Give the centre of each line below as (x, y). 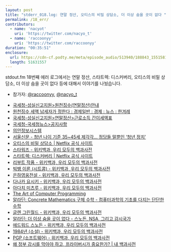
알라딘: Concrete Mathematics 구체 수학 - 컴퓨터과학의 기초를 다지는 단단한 (88, 200)
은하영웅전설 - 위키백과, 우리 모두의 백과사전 (56, 175)
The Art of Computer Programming (49, 193)
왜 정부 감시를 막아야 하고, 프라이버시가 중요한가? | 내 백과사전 (74, 244)
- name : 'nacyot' (28, 29)
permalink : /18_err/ (27, 19)
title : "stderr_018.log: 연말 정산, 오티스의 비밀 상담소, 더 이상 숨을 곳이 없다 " (86, 15)
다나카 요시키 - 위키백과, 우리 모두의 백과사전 (57, 182)
